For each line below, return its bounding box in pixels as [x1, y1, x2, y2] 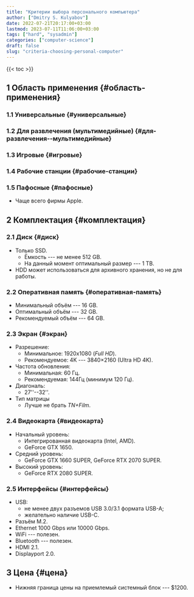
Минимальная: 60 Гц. [24, 369, 80, 377]
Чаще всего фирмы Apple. [15, 197, 83, 204]
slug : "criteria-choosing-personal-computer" [6, 49, 123, 55]
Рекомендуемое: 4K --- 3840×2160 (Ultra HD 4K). [24, 356, 153, 364]
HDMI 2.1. [15, 544, 40, 551]
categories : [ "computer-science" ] [6, 37, 94, 43]
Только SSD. [15, 247, 47, 254]
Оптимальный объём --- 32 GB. [15, 308, 98, 316]
